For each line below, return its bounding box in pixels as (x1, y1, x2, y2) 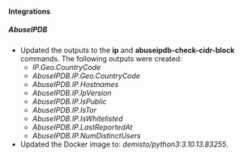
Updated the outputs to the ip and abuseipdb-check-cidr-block (19, 45, 235, 55)
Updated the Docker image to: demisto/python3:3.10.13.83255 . (19, 139, 229, 149)
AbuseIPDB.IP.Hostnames (32, 79, 119, 89)
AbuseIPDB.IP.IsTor (32, 105, 97, 114)
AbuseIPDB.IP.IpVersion (32, 88, 112, 97)
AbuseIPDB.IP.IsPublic (32, 97, 107, 106)
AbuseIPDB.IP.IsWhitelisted (32, 114, 123, 123)
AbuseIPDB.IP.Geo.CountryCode (32, 71, 140, 81)
